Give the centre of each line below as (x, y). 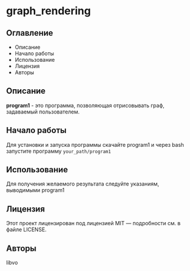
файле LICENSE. (26, 229)
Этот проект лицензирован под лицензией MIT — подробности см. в (94, 223)
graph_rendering (48, 11)
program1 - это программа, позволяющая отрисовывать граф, (85, 105)
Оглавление (30, 33)
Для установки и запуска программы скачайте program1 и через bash (95, 144)
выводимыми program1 (35, 190)
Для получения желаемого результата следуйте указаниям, (83, 184)
